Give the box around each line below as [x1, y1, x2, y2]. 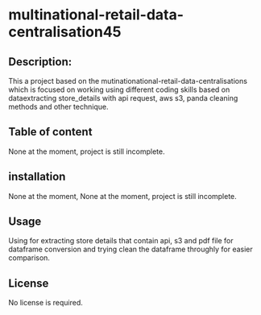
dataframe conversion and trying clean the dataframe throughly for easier [8, 244, 254, 255]
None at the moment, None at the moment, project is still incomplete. [8, 191, 238, 201]
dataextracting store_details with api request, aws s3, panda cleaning [8, 93, 238, 102]
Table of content [8, 125, 93, 139]
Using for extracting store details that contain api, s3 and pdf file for [8, 236, 234, 246]
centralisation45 [8, 23, 122, 41]
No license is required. [8, 298, 83, 308]
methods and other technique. [8, 102, 109, 111]
